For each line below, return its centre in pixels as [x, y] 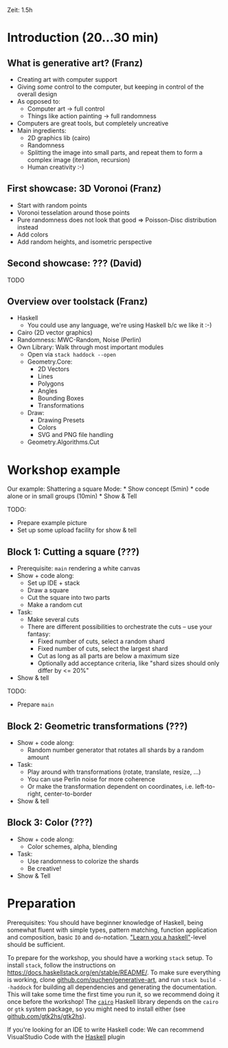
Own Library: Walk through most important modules [90, 347]
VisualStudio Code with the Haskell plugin [66, 1036]
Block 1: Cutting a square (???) [73, 551]
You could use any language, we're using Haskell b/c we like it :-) [119, 325]
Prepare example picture [52, 523]
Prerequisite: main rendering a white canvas [79, 568]
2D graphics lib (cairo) [59, 138]
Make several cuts [53, 620]
